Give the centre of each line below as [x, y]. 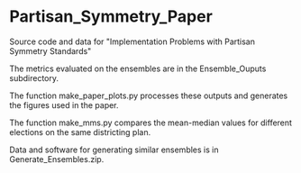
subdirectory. [34, 77]
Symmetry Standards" [50, 50]
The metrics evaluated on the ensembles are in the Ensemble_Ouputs [138, 68]
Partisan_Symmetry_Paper [111, 17]
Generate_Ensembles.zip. [57, 159]
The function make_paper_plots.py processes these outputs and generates [149, 96]
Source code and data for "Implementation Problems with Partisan [132, 41]
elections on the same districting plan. [80, 132]
